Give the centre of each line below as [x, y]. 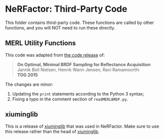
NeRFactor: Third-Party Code [66, 9]
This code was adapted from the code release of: [55, 55]
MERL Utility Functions [41, 43]
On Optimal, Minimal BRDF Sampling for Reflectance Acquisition [84, 64]
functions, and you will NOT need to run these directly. [60, 27]
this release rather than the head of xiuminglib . [52, 131]
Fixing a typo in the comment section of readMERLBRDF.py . [70, 99]
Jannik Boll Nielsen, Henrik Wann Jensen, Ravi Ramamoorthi [78, 69]
